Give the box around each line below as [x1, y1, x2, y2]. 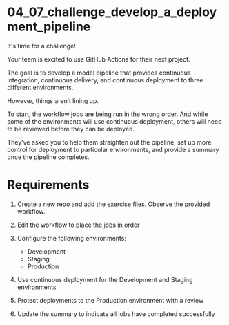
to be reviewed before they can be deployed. [7, 124, 135, 133]
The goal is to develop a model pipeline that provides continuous [7, 68, 191, 77]
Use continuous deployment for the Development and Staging [17, 275, 193, 284]
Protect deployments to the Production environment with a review [17, 296, 204, 304]
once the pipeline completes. [7, 153, 90, 161]
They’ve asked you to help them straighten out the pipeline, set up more [7, 138, 212, 146]
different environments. [7, 83, 74, 91]
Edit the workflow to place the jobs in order [17, 221, 140, 229]
